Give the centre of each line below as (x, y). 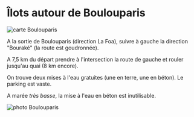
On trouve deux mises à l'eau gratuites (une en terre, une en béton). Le (95, 77)
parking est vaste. (29, 84)
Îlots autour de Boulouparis (76, 13)
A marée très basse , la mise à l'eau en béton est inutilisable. (82, 95)
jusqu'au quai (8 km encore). (43, 66)
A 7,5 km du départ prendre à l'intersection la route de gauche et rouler (95, 59)
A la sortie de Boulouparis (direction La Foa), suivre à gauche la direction (97, 41)
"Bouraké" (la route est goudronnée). (53, 48)
